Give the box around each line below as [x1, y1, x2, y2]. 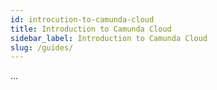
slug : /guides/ [10, 42, 74, 53]
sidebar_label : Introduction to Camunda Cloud [10, 33, 208, 43]
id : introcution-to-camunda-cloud [10, 14, 155, 25]
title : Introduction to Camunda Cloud [10, 24, 172, 34]
